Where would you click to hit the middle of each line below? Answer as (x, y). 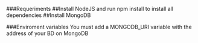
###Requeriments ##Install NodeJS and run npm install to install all (90, 9)
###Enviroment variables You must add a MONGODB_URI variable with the (99, 27)
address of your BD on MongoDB (47, 33)
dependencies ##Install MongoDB (49, 15)
